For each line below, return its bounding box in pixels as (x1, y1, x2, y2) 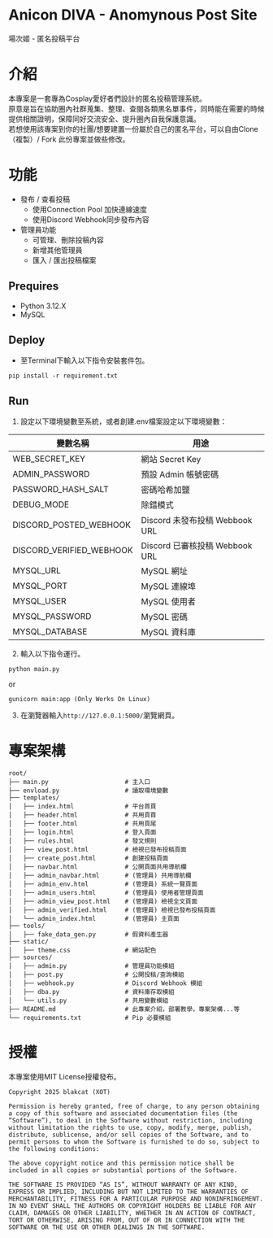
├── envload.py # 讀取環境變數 (8, 787, 169, 795)
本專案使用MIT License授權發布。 (8, 1072, 121, 1082)
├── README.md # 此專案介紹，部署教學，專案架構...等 (8, 1005, 240, 1014)
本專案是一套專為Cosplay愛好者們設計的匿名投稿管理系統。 (8, 94, 207, 103)
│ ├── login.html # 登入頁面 (8, 828, 157, 837)
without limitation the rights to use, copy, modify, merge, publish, (8, 1124, 253, 1132)
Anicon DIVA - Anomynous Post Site (8, 6, 258, 24)
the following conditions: (8, 1145, 100, 1153)
